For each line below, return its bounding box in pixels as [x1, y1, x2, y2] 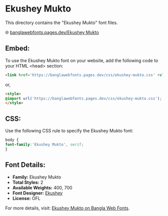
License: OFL [12, 195, 41, 201]
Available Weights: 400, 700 [12, 184, 72, 190]
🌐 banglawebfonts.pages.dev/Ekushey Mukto [5, 29, 99, 35]
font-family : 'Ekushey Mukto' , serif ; [5, 142, 84, 147]
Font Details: [5, 161, 46, 169]
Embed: [5, 44, 30, 53]
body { [5, 137, 19, 143]
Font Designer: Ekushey [12, 190, 63, 196]
